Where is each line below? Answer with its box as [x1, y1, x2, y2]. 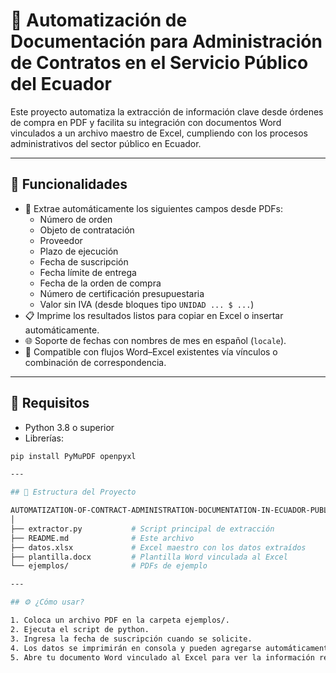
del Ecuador [10, 73, 112, 96]
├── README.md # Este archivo [10, 533, 195, 543]
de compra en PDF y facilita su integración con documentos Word [10, 116, 282, 128]
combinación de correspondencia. [24, 356, 167, 368]
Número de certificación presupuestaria [39, 287, 205, 299]
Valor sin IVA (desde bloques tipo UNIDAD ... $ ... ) [39, 298, 255, 310]
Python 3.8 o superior [24, 421, 115, 433]
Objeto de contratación [39, 224, 135, 236]
